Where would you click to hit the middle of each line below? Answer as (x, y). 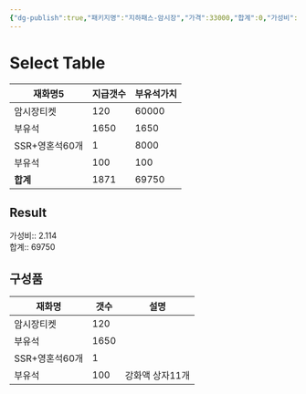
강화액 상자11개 (157, 376)
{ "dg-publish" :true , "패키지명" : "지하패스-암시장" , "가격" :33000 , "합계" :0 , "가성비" (152, 18)
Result (28, 212)
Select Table (58, 62)
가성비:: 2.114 (33, 236)
